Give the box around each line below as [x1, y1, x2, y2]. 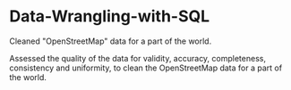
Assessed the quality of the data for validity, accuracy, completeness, [9, 53, 267, 63]
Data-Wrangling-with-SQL [9, 6, 210, 27]
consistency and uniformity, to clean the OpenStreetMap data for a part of [9, 62, 283, 73]
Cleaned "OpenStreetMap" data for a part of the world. [9, 36, 212, 46]
